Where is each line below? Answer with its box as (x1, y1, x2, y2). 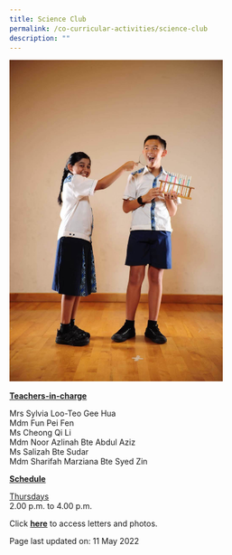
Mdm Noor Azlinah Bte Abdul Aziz (9, 437, 136, 447)
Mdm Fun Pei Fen (9, 417, 75, 428)
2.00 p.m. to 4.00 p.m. (9, 500, 93, 511)
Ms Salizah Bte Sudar (9, 446, 89, 456)
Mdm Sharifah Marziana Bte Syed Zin (9, 456, 148, 466)
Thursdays (9, 491, 50, 502)
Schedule (9, 473, 47, 484)
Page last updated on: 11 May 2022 (9, 535, 140, 546)
